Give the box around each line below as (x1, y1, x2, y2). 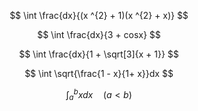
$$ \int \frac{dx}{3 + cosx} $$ (37, 29, 161, 40)
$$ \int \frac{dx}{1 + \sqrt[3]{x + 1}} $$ (19, 48, 179, 60)
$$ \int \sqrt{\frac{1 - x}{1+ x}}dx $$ (24, 68, 174, 79)
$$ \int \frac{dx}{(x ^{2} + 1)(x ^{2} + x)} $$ (9, 10, 189, 21)
